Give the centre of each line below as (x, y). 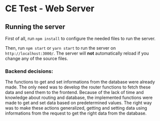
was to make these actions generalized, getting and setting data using (76, 108)
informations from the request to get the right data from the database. (76, 113)
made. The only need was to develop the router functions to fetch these (78, 87)
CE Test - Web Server (50, 9)
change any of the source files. (37, 59)
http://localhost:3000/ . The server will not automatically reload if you (77, 53)
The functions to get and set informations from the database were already (80, 82)
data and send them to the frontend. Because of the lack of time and (75, 92)
